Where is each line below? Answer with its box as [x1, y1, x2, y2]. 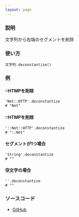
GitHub [12, 207, 27, 213]
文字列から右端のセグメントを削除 [5, 36, 74, 42]
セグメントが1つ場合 [5, 141, 46, 147]
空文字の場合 [5, 167, 31, 173]
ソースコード [5, 195, 35, 202]
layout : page [5, 7, 32, 12]
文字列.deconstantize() [5, 62, 52, 67]
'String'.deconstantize [5, 152, 54, 157]
